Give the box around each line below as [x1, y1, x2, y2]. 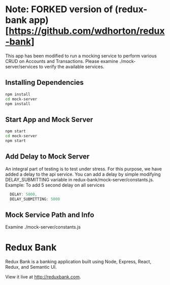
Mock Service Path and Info [5, 210, 94, 219]
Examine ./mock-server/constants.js [5, 224, 81, 230]
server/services [5, 64, 38, 70]
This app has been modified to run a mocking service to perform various [5, 52, 157, 59]
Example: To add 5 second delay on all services [5, 182, 105, 188]
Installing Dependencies [5, 78, 84, 87]
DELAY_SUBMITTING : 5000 [10, 197, 60, 202]
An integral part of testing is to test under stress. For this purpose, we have [5, 166, 162, 172]
